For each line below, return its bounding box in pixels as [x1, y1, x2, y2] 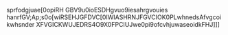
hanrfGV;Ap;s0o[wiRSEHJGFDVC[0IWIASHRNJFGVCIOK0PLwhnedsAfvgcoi [6, 13, 221, 21]
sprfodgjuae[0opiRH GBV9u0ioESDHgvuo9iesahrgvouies [6, 6, 168, 14]
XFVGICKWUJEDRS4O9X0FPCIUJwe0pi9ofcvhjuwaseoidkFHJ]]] [36, 21, 220, 28]
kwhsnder [6, 21, 35, 28]
